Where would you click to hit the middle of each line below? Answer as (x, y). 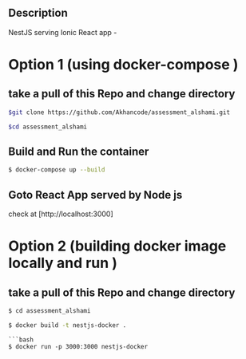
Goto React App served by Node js (95, 195)
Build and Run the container (79, 151)
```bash (21, 339)
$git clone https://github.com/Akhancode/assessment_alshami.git (119, 112)
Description (38, 13)
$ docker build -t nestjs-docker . (67, 325)
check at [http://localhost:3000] (61, 214)
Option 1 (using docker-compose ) (123, 65)
